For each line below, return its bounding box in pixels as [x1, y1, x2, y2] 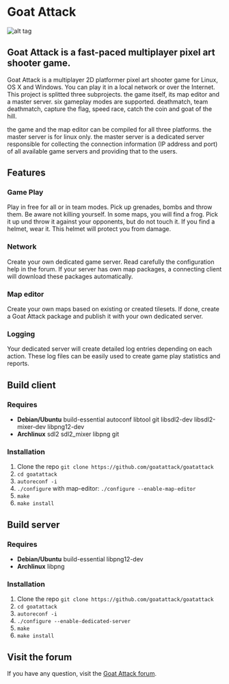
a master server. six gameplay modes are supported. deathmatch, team [7, 97, 208, 106]
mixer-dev [16, 423, 46, 431]
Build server [7, 519, 60, 530]
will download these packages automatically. [7, 272, 133, 280]
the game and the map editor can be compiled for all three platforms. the [7, 125, 212, 134]
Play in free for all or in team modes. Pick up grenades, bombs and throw [7, 203, 213, 211]
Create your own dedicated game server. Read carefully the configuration [7, 258, 215, 266]
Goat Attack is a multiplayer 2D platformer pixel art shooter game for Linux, [7, 75, 219, 84]
